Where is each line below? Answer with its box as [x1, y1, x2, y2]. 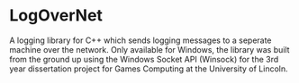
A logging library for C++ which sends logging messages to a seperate [9, 35, 272, 46]
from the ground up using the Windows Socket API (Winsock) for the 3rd [9, 54, 279, 64]
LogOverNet [9, 5, 104, 26]
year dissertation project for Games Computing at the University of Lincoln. [9, 63, 288, 74]
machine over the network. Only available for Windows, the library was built [9, 44, 290, 54]
